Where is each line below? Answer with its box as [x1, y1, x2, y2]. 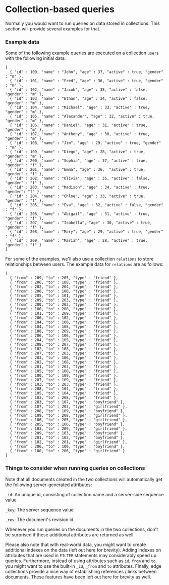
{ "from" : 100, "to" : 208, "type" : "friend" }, [10, 307, 119, 312]
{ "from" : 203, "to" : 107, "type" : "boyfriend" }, [10, 399, 125, 405]
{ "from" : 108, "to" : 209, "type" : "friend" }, [10, 328, 119, 334]
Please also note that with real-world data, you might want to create [5, 541, 146, 547]
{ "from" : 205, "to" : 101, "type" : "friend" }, [10, 293, 119, 299]
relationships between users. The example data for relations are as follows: [5, 261, 164, 267]
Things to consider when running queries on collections [5, 465, 145, 472]
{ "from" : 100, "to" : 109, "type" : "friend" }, [10, 373, 119, 378]
